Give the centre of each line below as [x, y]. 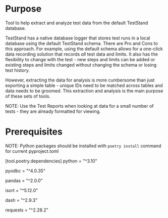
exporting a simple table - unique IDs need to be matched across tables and [84, 85]
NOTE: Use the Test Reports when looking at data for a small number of [79, 106]
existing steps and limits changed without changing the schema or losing [81, 65]
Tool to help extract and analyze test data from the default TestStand [77, 23]
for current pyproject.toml [32, 151]
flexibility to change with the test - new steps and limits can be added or [80, 59]
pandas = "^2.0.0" [24, 181]
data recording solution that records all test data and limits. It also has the [81, 54]
